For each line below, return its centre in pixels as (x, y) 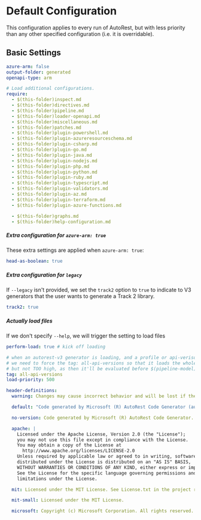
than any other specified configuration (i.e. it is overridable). (80, 34)
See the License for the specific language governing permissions (101, 473)
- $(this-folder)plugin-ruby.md (52, 178)
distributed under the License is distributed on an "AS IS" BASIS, (104, 462)
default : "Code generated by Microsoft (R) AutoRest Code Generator (99, 407)
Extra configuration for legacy (44, 275)
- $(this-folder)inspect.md (47, 100)
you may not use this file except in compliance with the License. (103, 440)
